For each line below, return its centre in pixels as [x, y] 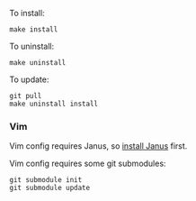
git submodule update [50, 188]
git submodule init [46, 180]
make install [34, 30]
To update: [29, 79]
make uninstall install [54, 104]
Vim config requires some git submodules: [88, 164]
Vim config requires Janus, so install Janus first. [98, 146]
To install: [27, 13]
